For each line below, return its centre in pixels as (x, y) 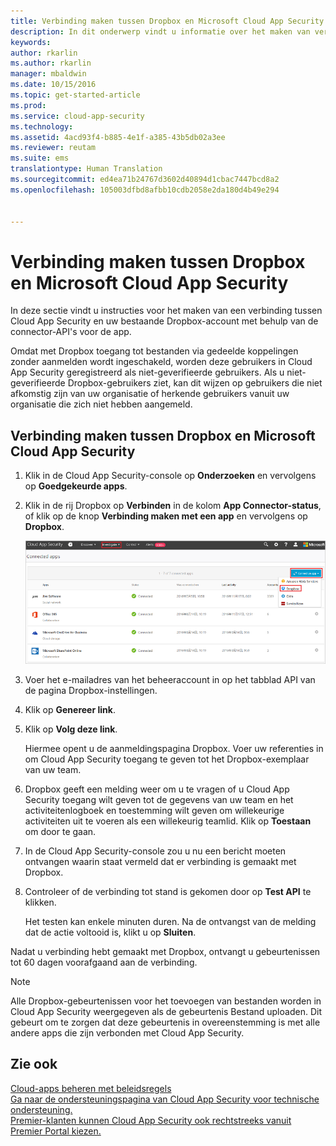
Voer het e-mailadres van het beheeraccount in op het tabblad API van (170, 679)
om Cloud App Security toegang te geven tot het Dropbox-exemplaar (167, 759)
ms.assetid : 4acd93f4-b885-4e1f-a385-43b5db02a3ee (118, 137)
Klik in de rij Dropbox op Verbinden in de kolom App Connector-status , (173, 506)
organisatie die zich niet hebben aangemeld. (101, 404)
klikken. (40, 902)
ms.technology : (42, 126)
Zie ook (34, 1064)
